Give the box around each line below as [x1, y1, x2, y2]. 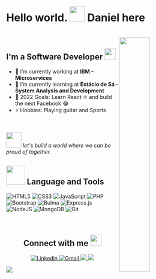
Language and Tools [26, 177, 104, 187]
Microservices [14, 74, 52, 81]
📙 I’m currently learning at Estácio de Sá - [14, 80, 119, 88]
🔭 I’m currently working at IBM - [14, 68, 94, 75]
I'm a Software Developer [6, 52, 103, 62]
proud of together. [6, 148, 52, 155]
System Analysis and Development [14, 87, 104, 94]
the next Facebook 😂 [14, 100, 69, 107]
